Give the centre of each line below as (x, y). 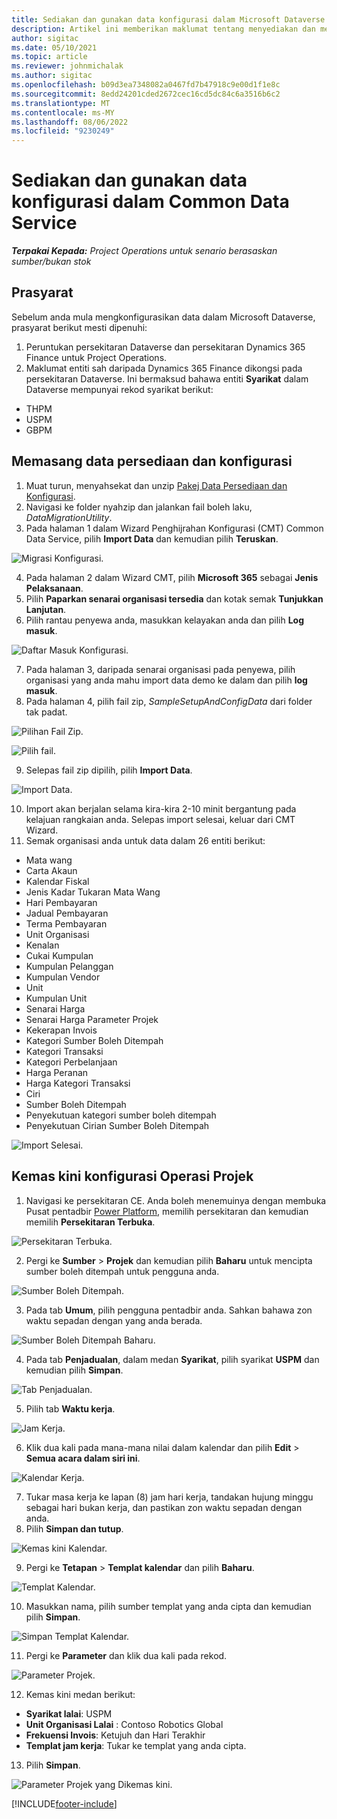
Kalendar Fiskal (57, 881)
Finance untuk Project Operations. (96, 357)
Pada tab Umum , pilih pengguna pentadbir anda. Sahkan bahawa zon (169, 1310)
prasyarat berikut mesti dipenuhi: (79, 327)
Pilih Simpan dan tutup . (74, 1528)
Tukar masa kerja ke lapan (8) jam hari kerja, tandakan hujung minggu (169, 1497)
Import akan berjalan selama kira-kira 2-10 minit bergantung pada (161, 808)
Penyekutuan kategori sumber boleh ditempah (121, 1115)
